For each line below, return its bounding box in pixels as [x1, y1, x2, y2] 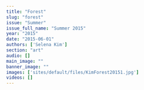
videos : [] [6, 75, 33, 81]
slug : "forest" [6, 14, 44, 20]
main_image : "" [6, 58, 44, 64]
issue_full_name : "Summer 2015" [6, 25, 86, 31]
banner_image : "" [6, 63, 49, 70]
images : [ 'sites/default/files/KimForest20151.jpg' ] [6, 69, 139, 75]
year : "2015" [6, 31, 39, 37]
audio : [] [6, 53, 31, 59]
